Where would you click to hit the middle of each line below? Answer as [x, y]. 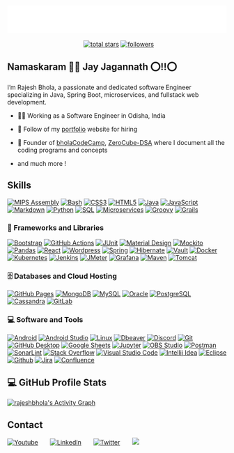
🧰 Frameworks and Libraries [56, 227]
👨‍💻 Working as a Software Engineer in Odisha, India [91, 115]
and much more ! [42, 163]
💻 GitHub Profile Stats [57, 382]
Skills [19, 186]
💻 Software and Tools [45, 320]
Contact [25, 425]
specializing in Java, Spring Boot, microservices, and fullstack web [103, 94]
